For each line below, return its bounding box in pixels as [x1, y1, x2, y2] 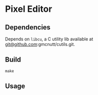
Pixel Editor [5, 3, 52, 15]
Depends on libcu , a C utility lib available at [5, 36, 93, 42]
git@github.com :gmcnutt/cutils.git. [5, 41, 75, 47]
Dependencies [5, 23, 50, 32]
